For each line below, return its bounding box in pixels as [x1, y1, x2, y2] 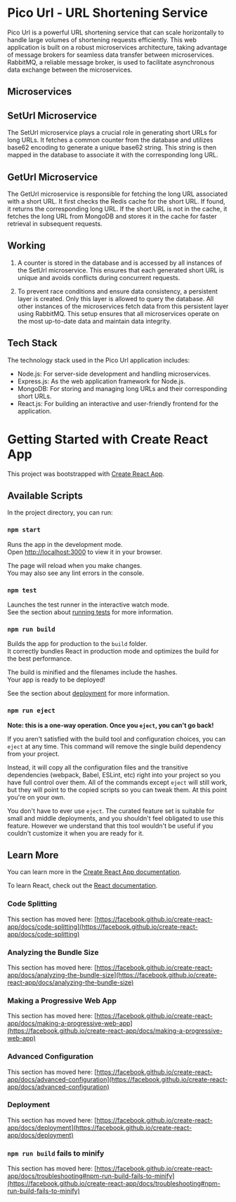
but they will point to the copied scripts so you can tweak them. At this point [7, 785, 227, 794]
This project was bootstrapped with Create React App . [7, 469, 165, 478]
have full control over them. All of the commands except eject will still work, [7, 778, 228, 786]
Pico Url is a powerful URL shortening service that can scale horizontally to [7, 28, 225, 37]
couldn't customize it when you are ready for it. [7, 828, 144, 837]
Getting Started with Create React [7, 431, 209, 447]
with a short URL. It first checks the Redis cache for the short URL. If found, [7, 197, 226, 205]
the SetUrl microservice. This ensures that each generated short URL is [17, 265, 225, 275]
